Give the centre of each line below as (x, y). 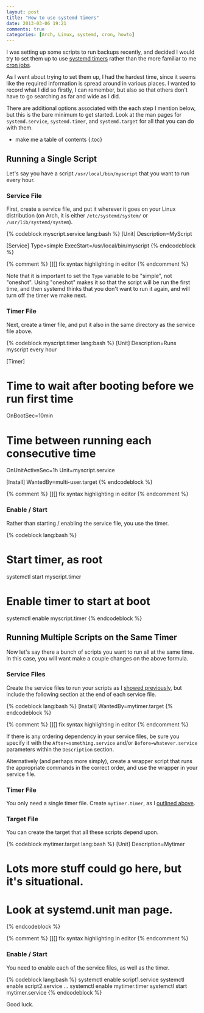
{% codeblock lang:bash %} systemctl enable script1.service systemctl (95, 979)
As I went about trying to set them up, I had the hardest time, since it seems (101, 77)
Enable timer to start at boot (78, 601)
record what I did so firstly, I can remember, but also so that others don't (97, 90)
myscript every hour (32, 349)
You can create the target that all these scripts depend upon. (83, 832)
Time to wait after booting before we (100, 386)
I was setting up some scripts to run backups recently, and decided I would (100, 52)
